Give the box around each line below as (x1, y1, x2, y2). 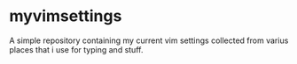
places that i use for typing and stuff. (9, 44, 144, 54)
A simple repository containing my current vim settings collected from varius (9, 35, 289, 46)
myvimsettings (9, 6, 122, 26)
